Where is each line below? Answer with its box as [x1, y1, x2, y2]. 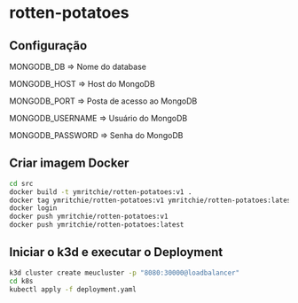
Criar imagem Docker [9, 156, 129, 171]
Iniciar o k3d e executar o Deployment [9, 245, 223, 260]
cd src [9, 179, 34, 188]
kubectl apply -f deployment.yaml [9, 284, 137, 294]
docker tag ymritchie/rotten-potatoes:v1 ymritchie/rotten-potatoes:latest [9, 196, 295, 205]
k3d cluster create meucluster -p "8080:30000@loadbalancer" [9, 268, 240, 277]
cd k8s [9, 276, 34, 285]
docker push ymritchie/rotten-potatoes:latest [9, 221, 184, 229]
